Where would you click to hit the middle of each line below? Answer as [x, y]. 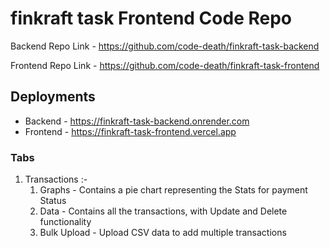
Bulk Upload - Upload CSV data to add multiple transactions [163, 233]
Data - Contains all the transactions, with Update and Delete [163, 211]
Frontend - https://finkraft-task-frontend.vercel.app [130, 131]
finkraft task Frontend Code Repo [151, 18]
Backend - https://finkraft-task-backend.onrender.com [137, 121]
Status [53, 201]
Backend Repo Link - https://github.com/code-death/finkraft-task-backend [165, 46]
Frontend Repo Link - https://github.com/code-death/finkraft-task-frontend [165, 65]
